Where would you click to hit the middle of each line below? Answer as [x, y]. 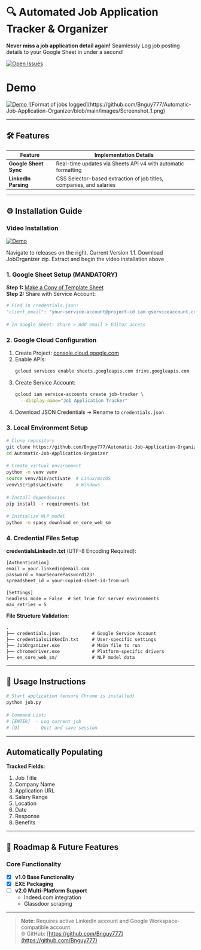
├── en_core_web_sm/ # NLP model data [71, 658]
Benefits [25, 822]
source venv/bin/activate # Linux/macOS [59, 479]
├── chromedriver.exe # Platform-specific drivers [85, 652]
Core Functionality [34, 864]
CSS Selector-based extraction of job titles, [110, 178]
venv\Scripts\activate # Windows [53, 485]
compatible [35, 927]
